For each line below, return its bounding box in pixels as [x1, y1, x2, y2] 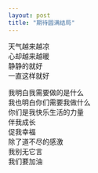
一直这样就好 [8, 71, 49, 80]
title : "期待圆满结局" [8, 19, 75, 27]
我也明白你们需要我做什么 [8, 98, 91, 107]
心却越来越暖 [8, 51, 49, 61]
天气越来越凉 [8, 41, 49, 51]
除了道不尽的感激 [8, 137, 64, 146]
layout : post [8, 11, 51, 20]
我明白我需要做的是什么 [8, 87, 84, 97]
